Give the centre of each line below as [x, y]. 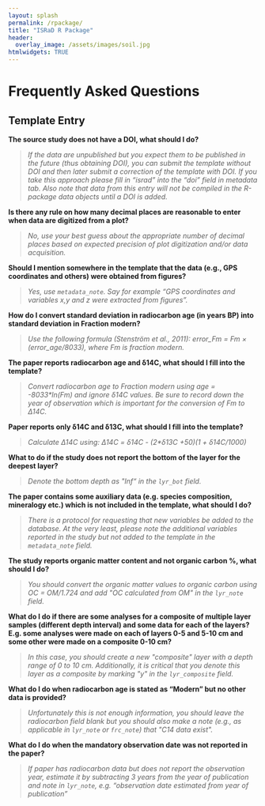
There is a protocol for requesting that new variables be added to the [140, 520]
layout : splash [33, 15]
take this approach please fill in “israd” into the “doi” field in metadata [142, 180]
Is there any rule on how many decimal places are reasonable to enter [125, 212]
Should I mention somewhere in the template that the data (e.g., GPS [123, 268]
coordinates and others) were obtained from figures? [97, 276]
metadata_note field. [60, 545]
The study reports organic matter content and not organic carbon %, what [132, 561]
